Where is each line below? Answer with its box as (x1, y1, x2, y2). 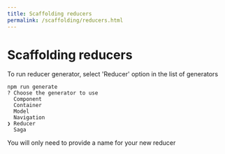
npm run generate (7, 83, 58, 91)
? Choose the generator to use (7, 90, 99, 97)
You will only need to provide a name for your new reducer (7, 139, 176, 147)
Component (13, 96, 42, 103)
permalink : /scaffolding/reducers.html (7, 17, 124, 24)
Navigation (13, 114, 45, 121)
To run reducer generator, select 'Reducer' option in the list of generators (7, 70, 219, 78)
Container (13, 102, 42, 109)
